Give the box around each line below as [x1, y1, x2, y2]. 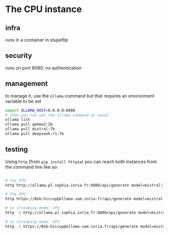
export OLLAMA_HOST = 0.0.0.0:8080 [5, 108, 75, 113]
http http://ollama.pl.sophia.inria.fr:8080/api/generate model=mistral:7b [5, 183, 167, 188]
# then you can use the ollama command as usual [5, 112, 109, 118]
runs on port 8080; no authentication [5, 64, 82, 71]
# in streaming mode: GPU [5, 219, 59, 224]
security [5, 51, 32, 60]
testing [5, 145, 28, 154]
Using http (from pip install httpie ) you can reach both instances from [5, 159, 157, 165]
